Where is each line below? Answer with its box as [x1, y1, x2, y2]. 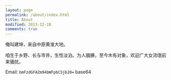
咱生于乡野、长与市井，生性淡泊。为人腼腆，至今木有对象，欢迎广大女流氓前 [5, 52, 166, 58]
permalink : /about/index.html [5, 12, 70, 17]
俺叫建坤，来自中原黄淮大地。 [5, 42, 68, 48]
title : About [5, 17, 33, 22]
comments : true [5, 27, 38, 32]
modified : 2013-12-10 [5, 22, 52, 27]
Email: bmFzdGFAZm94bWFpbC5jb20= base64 [5, 69, 91, 75]
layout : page [5, 7, 33, 13]
